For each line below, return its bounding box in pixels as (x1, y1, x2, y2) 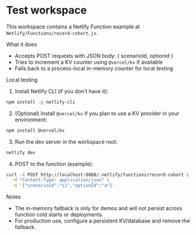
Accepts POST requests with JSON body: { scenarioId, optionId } (14, 52, 173, 59)
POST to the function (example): (14, 160, 94, 167)
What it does (6, 41, 37, 48)
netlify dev (6, 149, 36, 155)
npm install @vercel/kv (6, 128, 65, 133)
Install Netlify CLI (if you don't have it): (14, 87, 108, 94)
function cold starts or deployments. (14, 211, 104, 218)
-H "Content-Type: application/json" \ (11, 177, 110, 183)
